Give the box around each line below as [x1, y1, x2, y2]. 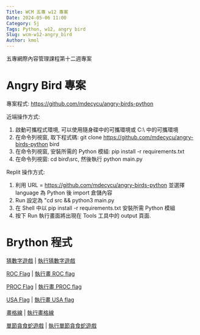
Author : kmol [6, 37, 40, 43]
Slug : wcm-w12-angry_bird [6, 32, 72, 38]
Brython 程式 [6, 236, 73, 249]
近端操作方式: [6, 112, 41, 120]
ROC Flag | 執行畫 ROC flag [6, 270, 75, 277]
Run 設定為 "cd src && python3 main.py [15, 196, 115, 204]
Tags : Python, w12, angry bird [6, 26, 86, 32]
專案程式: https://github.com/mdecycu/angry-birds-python [6, 100, 154, 107]
